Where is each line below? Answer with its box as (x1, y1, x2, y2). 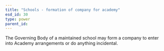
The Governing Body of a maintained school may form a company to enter (5, 35, 159, 41)
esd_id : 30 (5, 12, 28, 17)
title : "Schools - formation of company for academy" (5, 7, 121, 12)
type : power (5, 16, 30, 21)
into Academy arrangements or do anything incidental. (5, 40, 118, 46)
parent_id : (5, 21, 28, 26)
